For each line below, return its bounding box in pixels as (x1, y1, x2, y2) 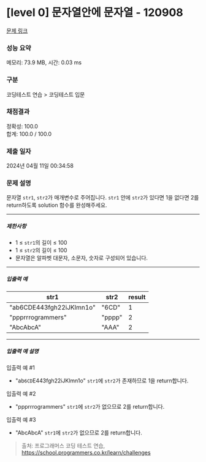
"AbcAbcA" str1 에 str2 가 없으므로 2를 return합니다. (15, 429, 142, 436)
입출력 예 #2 (6, 390, 36, 398)
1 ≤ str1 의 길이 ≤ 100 (15, 239, 67, 247)
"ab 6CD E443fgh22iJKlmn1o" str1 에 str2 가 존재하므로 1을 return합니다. (15, 377, 189, 384)
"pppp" (101, 313, 123, 322)
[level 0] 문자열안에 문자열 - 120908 (6, 6, 184, 20)
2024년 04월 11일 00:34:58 (6, 162, 74, 170)
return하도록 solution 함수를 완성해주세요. (6, 201, 107, 209)
